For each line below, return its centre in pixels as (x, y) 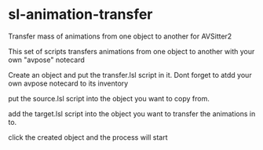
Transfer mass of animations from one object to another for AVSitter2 (120, 36)
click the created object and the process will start (88, 137)
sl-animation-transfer (80, 15)
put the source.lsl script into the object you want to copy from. (109, 98)
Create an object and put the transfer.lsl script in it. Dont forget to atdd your (130, 75)
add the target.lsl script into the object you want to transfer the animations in (132, 113)
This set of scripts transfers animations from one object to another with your (131, 51)
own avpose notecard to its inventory (68, 83)
